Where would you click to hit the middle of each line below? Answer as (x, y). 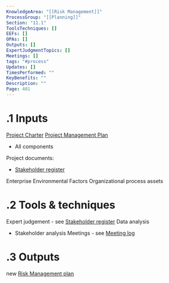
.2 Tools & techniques (61, 205)
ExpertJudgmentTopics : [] (38, 51)
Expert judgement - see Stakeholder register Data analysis (78, 221)
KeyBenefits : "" (26, 78)
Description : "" (26, 84)
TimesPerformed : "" (30, 73)
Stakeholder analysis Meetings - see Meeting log (75, 233)
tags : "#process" (28, 61)
